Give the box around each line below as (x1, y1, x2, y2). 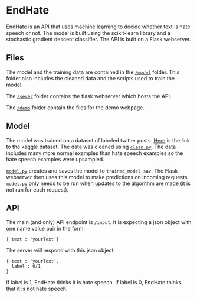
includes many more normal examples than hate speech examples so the (6, 149, 183, 157)
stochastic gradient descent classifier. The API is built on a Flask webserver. (6, 35, 191, 43)
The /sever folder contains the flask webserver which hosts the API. (6, 92, 172, 99)
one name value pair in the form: (6, 225, 86, 232)
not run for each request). (6, 186, 69, 193)
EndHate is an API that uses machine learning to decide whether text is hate (6, 23, 191, 30)
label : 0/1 (11, 264, 41, 270)
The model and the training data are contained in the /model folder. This (6, 69, 180, 76)
